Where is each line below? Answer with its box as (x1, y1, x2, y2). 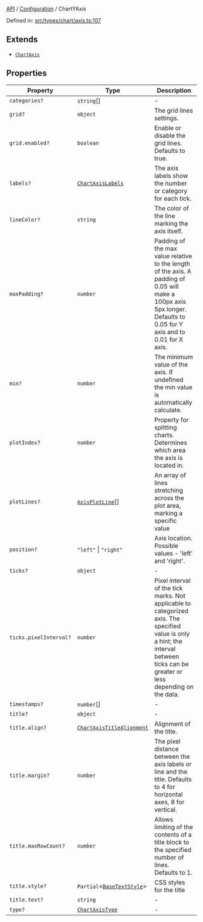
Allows (153, 815, 173, 824)
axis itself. (153, 227, 183, 235)
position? (9, 546, 37, 553)
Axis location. (153, 534, 193, 542)
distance (153, 744, 179, 753)
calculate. (153, 406, 182, 414)
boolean (77, 140, 99, 146)
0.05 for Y (153, 320, 183, 328)
